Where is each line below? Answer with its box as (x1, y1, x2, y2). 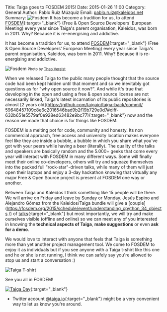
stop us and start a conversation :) (5, 257, 76, 263)
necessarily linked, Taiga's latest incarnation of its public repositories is (5, 96, 151, 102)
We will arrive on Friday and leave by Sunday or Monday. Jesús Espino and (5, 195, 159, 201)
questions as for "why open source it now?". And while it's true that (5, 86, 143, 91)
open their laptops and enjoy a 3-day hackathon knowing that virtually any (5, 169, 158, 175)
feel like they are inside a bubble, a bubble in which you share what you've (5, 138, 158, 144)
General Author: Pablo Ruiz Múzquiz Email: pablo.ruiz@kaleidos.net (5, 9, 144, 15)
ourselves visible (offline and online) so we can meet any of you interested (5, 216, 158, 222)
